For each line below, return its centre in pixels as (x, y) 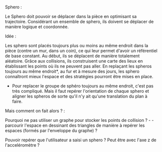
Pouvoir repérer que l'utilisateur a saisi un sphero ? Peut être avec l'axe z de (81, 140)
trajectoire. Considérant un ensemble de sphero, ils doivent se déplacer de (79, 22)
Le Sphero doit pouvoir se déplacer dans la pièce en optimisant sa (71, 16)
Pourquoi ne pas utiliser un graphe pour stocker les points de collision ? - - (79, 120)
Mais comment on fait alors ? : (35, 111)
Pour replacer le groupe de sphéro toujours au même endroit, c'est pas (83, 86)
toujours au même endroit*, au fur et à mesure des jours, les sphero (72, 71)
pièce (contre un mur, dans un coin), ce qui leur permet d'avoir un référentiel (81, 51)
